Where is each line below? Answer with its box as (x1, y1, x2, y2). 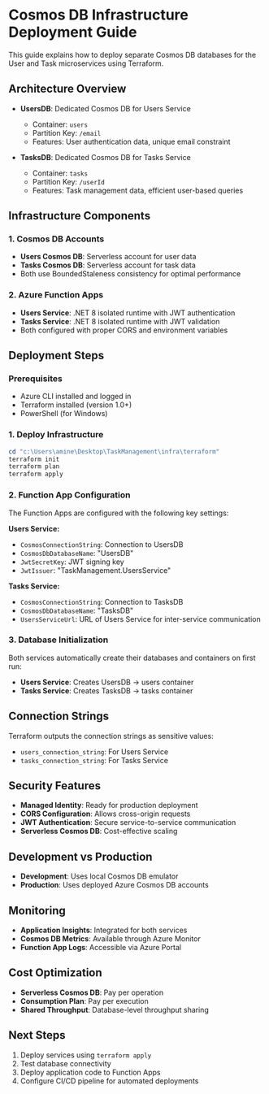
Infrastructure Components (8, 209, 151, 223)
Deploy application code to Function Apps (20, 1067, 161, 1077)
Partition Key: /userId (32, 176, 106, 186)
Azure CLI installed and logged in (20, 392, 132, 402)
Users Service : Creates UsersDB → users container (20, 677, 194, 687)
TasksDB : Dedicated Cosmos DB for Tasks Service (20, 152, 191, 162)
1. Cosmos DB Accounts (8, 233, 105, 245)
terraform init (8, 455, 60, 463)
